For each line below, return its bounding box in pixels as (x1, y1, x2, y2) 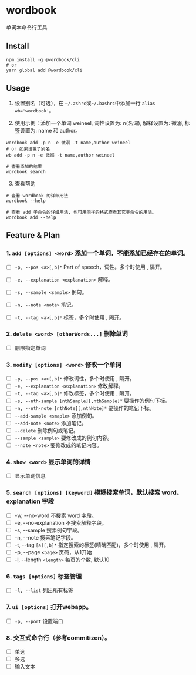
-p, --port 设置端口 (14, 617, 63, 624)
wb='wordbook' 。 (14, 107, 55, 114)
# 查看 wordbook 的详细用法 (6, 193, 69, 198)
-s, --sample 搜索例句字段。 (14, 527, 83, 534)
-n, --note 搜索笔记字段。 (14, 534, 76, 541)
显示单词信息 (14, 472, 46, 479)
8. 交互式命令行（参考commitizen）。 (6, 634, 111, 642)
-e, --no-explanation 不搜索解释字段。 (14, 519, 107, 526)
